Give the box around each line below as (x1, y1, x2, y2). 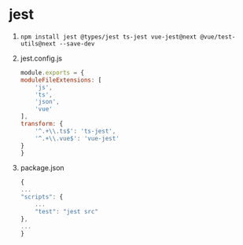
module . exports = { (20, 68, 85, 76)
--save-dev (59, 39, 95, 48)
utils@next (20, 39, 57, 48)
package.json (20, 163, 65, 173)
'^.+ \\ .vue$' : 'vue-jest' (35, 134, 120, 142)
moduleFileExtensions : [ (20, 76, 102, 84)
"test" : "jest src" (35, 207, 99, 215)
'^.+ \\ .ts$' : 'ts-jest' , (35, 127, 116, 135)
